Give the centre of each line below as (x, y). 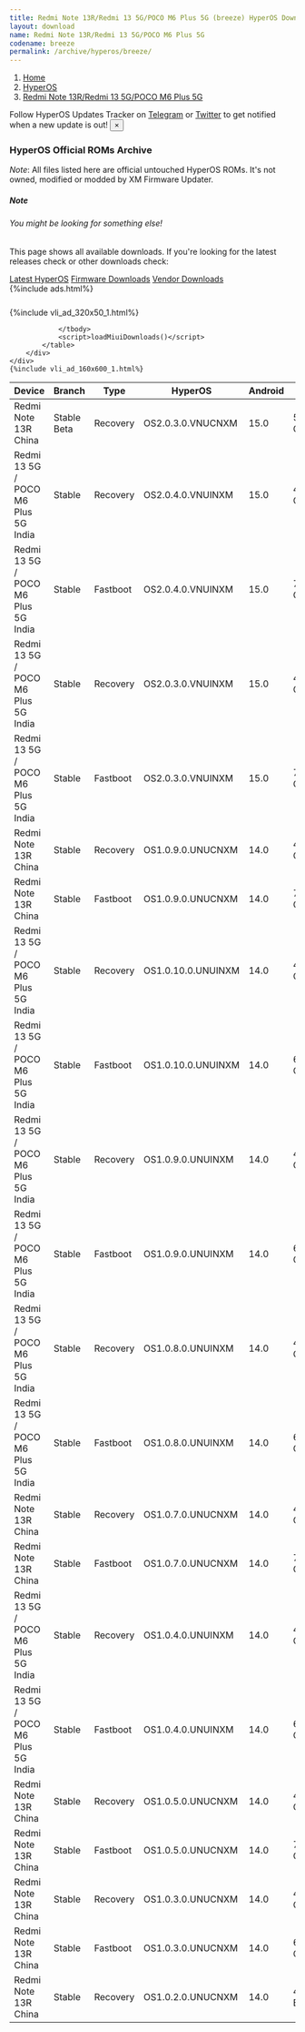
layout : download (42, 26)
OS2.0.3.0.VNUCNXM (191, 423)
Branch (69, 391)
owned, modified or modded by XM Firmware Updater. (112, 179)
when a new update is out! (59, 125)
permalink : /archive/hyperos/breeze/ (81, 52)
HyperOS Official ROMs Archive (81, 150)
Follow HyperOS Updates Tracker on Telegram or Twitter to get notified (143, 115)
